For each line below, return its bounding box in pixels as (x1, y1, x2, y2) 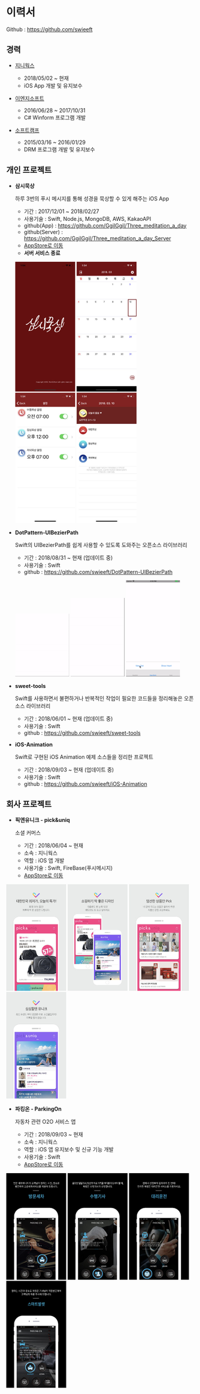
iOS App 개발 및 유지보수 (23, 82, 83, 89)
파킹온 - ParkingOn (14, 1105, 62, 1112)
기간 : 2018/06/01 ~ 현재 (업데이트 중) (23, 715, 113, 722)
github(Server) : (23, 228, 63, 235)
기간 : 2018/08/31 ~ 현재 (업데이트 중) (23, 554, 113, 561)
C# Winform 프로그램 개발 (23, 113, 86, 121)
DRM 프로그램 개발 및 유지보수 (23, 145, 95, 153)
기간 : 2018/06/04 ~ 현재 (23, 842, 84, 849)
